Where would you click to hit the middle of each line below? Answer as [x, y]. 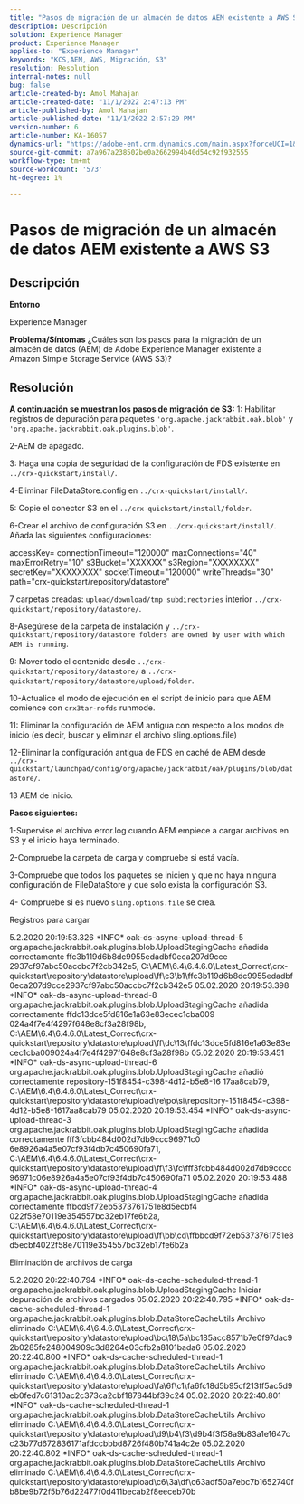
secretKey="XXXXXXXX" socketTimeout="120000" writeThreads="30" [142, 572]
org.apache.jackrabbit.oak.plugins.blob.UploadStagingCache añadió [137, 1072]
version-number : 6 [44, 128]
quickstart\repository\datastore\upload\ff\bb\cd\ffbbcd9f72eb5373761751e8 [152, 1235]
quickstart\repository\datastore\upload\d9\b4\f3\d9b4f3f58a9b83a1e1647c [150, 1434]
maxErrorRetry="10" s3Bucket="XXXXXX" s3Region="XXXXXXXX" [134, 563]
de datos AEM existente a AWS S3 [140, 249]
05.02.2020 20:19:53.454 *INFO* [171, 1110]
